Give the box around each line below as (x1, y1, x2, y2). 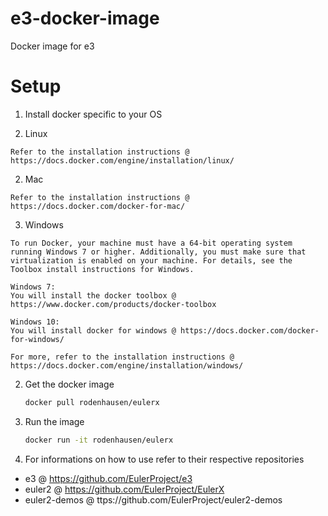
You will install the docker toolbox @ (10, 290, 177, 301)
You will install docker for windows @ (10, 325, 177, 336)
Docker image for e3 (10, 40, 95, 52)
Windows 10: (10, 317, 60, 327)
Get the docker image (24, 378, 115, 390)
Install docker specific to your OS (24, 108, 163, 120)
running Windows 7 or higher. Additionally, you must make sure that (10, 247, 307, 257)
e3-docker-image (10, 7, 160, 30)
